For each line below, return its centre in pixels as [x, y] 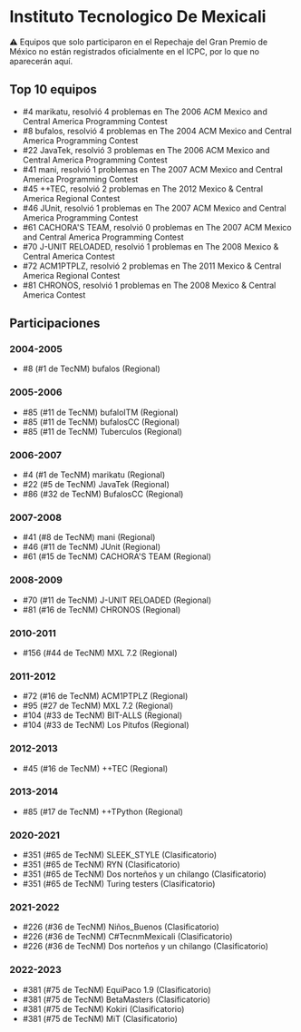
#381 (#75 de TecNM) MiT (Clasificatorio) [100, 1018]
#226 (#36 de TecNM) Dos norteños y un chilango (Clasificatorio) [146, 947]
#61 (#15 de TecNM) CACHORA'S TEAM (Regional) [117, 556]
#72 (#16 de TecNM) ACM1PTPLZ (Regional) [105, 696]
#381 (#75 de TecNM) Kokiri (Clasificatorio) [103, 1008]
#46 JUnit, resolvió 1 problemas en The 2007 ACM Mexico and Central [155, 208]
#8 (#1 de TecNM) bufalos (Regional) [91, 369]
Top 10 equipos [53, 89]
